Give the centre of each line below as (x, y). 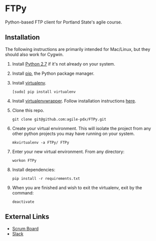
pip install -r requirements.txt (46, 178)
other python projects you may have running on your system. (73, 133)
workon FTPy (24, 160)
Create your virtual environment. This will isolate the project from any (81, 128)
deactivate (23, 202)
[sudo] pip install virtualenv (44, 92)
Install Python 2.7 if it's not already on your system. (64, 64)
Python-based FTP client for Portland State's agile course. (64, 22)
